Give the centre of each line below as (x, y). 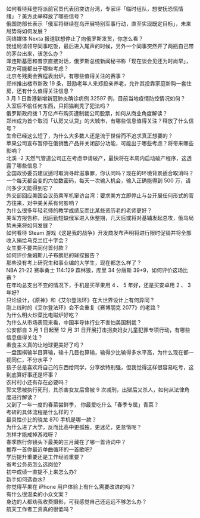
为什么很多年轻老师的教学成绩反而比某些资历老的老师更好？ (79, 210)
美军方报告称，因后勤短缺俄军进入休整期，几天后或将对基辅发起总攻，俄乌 (97, 218)
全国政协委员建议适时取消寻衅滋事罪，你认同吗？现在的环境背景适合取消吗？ (100, 173)
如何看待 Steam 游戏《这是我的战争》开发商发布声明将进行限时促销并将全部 (99, 233)
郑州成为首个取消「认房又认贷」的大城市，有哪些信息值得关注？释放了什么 (97, 121)
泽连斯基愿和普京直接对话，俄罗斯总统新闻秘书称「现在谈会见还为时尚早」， (99, 61)
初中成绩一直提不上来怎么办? (42, 472)
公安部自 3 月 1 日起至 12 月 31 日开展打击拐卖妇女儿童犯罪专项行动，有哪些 (98, 330)
